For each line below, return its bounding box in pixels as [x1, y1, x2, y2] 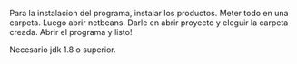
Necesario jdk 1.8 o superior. [9, 44, 116, 55]
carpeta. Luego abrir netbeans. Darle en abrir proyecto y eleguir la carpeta [9, 17, 289, 28]
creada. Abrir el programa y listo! [9, 27, 133, 37]
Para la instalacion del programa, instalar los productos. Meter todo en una [9, 8, 289, 18]
